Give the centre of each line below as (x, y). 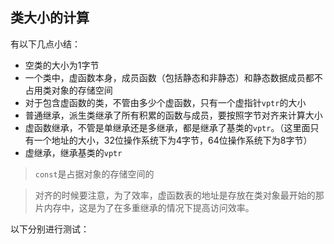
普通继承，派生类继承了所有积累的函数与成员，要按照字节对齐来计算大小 (173, 115)
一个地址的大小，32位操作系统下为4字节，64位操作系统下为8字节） (173, 140)
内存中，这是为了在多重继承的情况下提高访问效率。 (149, 207)
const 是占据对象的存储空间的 (94, 174)
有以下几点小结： (45, 44)
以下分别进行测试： (50, 229)
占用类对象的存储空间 (68, 90)
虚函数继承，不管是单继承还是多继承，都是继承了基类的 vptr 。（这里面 (167, 127)
